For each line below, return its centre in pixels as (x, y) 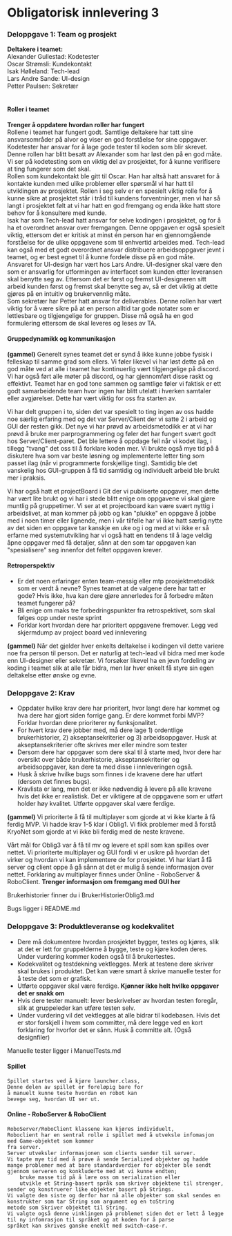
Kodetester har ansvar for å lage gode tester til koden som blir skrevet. (108, 147)
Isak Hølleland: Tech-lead (43, 71)
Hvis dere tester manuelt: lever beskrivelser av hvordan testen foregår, (117, 1000)
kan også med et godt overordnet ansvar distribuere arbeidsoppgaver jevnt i (116, 250)
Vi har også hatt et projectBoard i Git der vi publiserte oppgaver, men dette (113, 491)
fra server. (24, 1148)
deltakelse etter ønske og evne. (52, 675)
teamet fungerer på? (46, 603)
